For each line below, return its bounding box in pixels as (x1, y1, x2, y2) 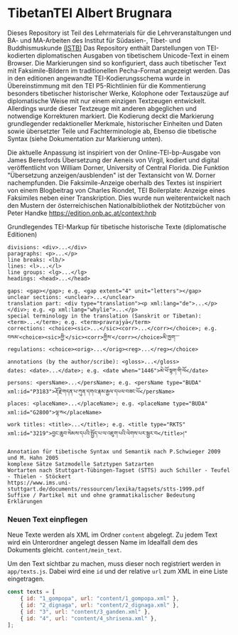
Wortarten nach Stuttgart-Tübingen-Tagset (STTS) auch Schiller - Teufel (7, 466, 231, 474)
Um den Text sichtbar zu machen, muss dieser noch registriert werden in (7, 560, 222, 568)
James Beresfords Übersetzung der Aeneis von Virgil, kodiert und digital (7, 155, 220, 164)
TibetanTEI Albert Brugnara (7, 5, 173, 21)
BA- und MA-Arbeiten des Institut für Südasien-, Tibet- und (7, 36, 181, 44)
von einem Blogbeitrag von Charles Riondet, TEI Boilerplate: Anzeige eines (7, 186, 226, 194)
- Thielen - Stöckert (7, 473, 72, 480)
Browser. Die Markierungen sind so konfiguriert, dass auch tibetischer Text (7, 58, 227, 67)
